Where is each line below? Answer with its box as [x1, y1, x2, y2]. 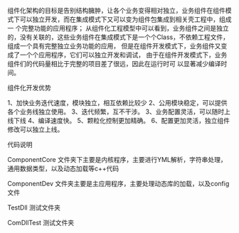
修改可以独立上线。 [7, 125, 64, 134]
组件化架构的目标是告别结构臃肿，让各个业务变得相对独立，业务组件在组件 [7, 6, 225, 14]
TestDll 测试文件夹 [7, 203, 60, 212]
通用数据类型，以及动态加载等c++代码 [7, 164, 119, 173]
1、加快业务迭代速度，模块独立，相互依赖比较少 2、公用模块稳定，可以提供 [7, 99, 228, 107]
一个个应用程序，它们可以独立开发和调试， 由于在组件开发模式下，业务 [19, 50, 228, 59]
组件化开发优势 [7, 84, 51, 92]
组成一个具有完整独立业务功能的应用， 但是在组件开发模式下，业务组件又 [7, 42, 221, 50]
